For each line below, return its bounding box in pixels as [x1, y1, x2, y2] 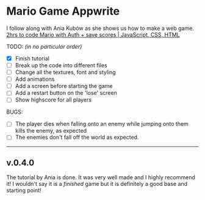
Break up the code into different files [15, 62, 108, 69]
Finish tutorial [15, 54, 50, 62]
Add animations [15, 75, 55, 83]
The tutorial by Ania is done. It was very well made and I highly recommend [6, 174, 195, 181]
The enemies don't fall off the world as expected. [15, 133, 139, 141]
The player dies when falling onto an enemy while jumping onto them [15, 120, 189, 128]
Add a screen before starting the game [15, 83, 113, 90]
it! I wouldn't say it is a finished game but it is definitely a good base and [6, 180, 188, 188]
